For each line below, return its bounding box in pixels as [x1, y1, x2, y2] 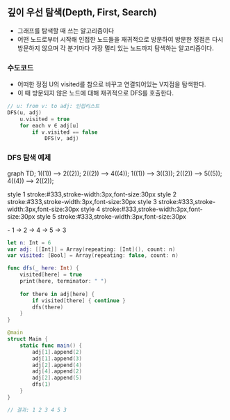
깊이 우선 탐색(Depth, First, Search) [7, 6, 158, 19]
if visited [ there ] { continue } [32, 297, 126, 304]
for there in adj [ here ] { [19, 290, 95, 297]
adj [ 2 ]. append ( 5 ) [32, 375, 82, 382]
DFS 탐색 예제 [7, 153, 51, 162]
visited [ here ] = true [19, 271, 82, 279]
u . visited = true [19, 116, 70, 123]
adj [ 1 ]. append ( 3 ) [32, 355, 82, 362]
